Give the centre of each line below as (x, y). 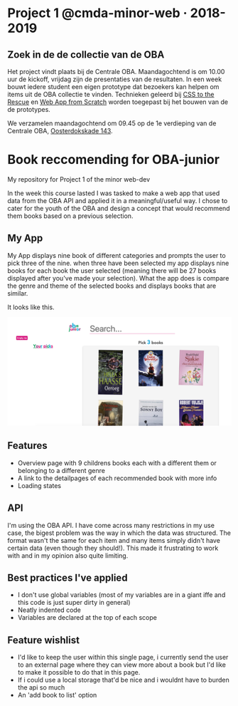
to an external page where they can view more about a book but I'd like (121, 665)
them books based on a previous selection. (70, 216)
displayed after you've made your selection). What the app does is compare (118, 278)
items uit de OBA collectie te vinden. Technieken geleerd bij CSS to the (111, 94)
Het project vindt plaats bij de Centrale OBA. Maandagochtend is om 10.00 (116, 72)
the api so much (41, 687)
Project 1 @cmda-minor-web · (97, 13)
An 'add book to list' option (57, 695)
